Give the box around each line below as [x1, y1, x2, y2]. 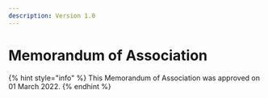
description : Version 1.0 [8, 11, 95, 20]
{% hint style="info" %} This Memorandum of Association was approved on [8, 73, 261, 83]
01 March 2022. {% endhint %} [8, 81, 111, 91]
